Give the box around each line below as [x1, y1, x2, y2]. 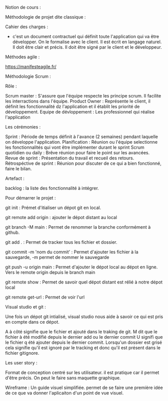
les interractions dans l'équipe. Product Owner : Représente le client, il [5, 98, 150, 104]
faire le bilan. [5, 166, 32, 171]
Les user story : [5, 360, 38, 366]
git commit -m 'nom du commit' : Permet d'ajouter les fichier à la [5, 249, 139, 255]
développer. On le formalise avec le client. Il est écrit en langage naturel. [12, 39, 162, 45]
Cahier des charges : [5, 24, 49, 30]
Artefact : [5, 175, 25, 181]
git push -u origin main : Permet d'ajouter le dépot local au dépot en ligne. [5, 264, 158, 270]
